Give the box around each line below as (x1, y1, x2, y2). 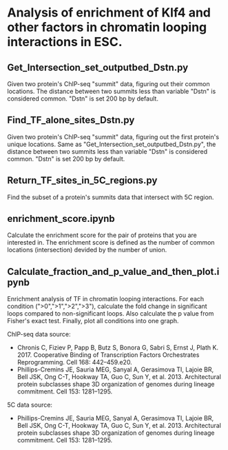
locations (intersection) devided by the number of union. (7, 246, 167, 254)
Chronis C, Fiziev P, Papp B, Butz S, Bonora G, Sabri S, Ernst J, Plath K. (17, 343, 219, 352)
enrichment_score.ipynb (7, 213, 115, 225)
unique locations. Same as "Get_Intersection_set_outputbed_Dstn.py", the (7, 140, 216, 148)
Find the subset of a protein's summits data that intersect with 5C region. (7, 193, 214, 201)
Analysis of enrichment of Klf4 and (7, 5, 211, 21)
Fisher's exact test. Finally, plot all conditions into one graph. (7, 317, 179, 325)
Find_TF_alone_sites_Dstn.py (7, 114, 135, 126)
